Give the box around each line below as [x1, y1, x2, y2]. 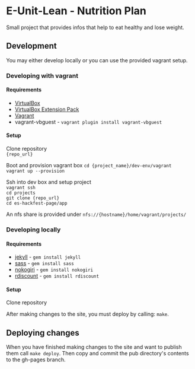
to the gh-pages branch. [6, 356, 66, 363]
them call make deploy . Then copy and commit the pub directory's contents [6, 350, 189, 357]
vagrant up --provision [6, 168, 65, 174]
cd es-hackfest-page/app [6, 201, 68, 206]
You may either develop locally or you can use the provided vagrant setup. [6, 56, 188, 63]
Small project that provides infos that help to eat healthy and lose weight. [6, 24, 185, 31]
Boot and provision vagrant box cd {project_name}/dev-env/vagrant [6, 162, 172, 169]
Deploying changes [6, 327, 79, 338]
